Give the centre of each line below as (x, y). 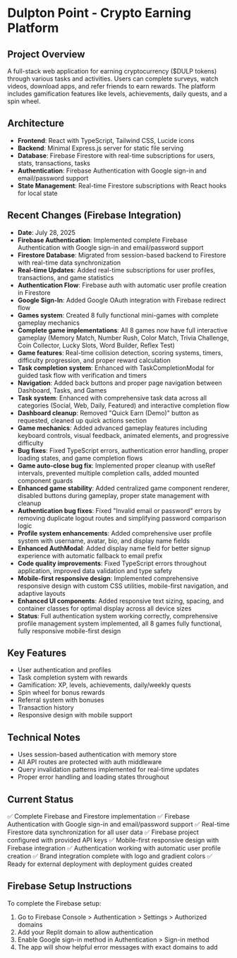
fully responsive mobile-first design (69, 630)
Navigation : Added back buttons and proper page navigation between (120, 383)
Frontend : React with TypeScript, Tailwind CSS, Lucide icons (106, 140)
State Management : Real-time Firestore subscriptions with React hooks (122, 185)
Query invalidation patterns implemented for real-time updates (108, 770)
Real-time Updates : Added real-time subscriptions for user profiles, (116, 270)
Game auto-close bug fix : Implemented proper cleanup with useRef (116, 466)
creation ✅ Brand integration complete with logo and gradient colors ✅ (110, 856)
